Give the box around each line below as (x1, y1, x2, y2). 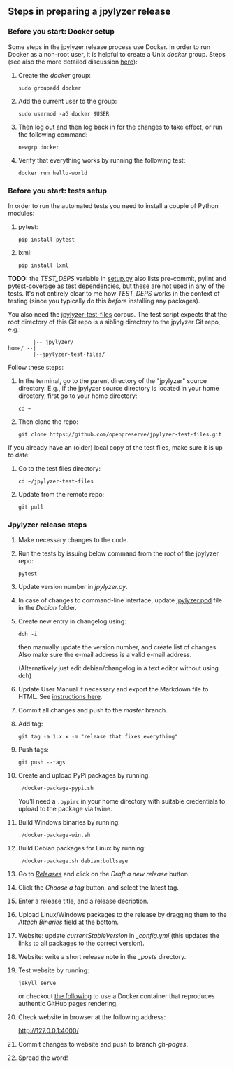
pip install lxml (17, 262, 69, 269)
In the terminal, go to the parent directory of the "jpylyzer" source (17, 376, 207, 385)
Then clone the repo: (17, 417, 79, 426)
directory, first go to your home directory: (17, 392, 138, 400)
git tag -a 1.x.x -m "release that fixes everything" (17, 733, 178, 740)
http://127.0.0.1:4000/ (17, 1026, 79, 1035)
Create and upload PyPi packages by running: (17, 771, 151, 780)
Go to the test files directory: (17, 464, 101, 472)
